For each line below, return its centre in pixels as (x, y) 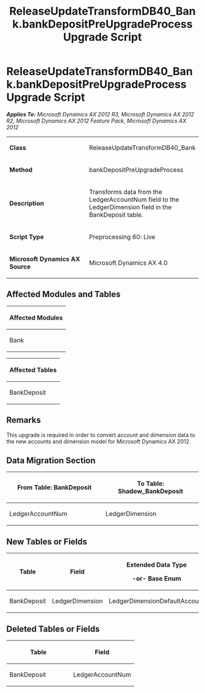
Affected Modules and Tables (63, 294)
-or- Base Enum (157, 579)
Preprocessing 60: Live (122, 237)
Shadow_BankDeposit (151, 491)
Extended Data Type (157, 565)
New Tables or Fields (47, 541)
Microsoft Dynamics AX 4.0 (128, 262)
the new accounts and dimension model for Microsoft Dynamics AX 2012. (99, 441)
